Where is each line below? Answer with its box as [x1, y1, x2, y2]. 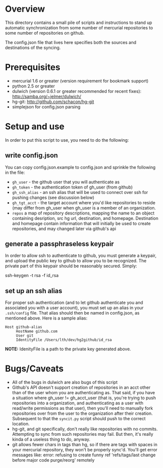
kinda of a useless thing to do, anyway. [12, 436, 91, 443]
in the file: [5, 170, 25, 175]
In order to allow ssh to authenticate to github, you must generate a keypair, [5, 253, 157, 258]
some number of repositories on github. [5, 30, 85, 36]
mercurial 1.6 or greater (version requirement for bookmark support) [12, 78, 149, 84]
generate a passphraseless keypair [5, 240, 114, 248]
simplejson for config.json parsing [12, 104, 81, 109]
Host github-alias [5, 325, 42, 330]
